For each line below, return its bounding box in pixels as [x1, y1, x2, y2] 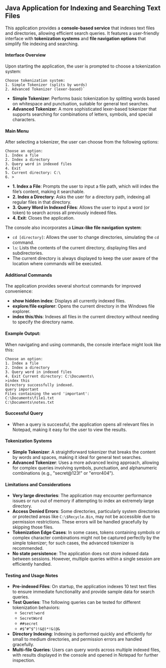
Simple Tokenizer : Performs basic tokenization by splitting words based [12, 95, 160, 101]
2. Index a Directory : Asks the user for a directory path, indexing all [12, 194, 150, 200]
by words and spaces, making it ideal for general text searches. [12, 454, 142, 460]
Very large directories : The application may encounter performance [12, 493, 152, 499]
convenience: [5, 288, 33, 295]
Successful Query [5, 410, 44, 416]
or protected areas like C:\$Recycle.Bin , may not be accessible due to [12, 514, 156, 520]
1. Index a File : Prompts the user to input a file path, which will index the [12, 183, 159, 189]
